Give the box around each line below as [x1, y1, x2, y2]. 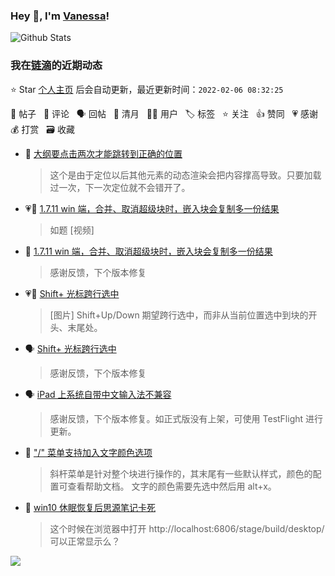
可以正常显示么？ [49, 535, 121, 547]
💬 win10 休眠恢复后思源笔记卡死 [24, 501, 156, 513]
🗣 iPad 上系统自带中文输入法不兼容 [24, 388, 172, 400]
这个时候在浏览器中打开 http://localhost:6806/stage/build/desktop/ [49, 522, 325, 534]
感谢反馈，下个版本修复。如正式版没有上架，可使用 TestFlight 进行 [49, 412, 324, 424]
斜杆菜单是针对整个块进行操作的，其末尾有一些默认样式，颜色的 [49, 467, 313, 479]
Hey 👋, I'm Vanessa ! [10, 9, 110, 23]
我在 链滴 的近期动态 [10, 59, 103, 73]
